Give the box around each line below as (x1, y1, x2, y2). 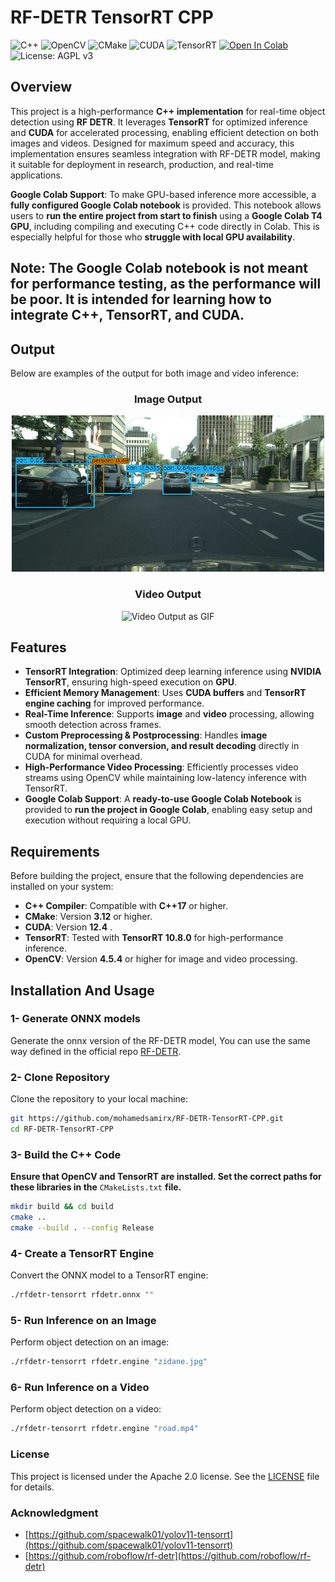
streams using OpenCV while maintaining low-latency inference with (24, 772, 307, 784)
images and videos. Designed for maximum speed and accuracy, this (10, 137, 295, 149)
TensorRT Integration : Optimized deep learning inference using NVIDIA (24, 666, 322, 678)
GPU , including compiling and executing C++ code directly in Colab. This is (10, 220, 320, 232)
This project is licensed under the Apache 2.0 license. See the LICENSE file (10, 1470, 320, 1482)
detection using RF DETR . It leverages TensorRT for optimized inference (10, 116, 308, 128)
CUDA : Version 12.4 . (24, 921, 113, 933)
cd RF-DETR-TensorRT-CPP (10, 1124, 114, 1135)
